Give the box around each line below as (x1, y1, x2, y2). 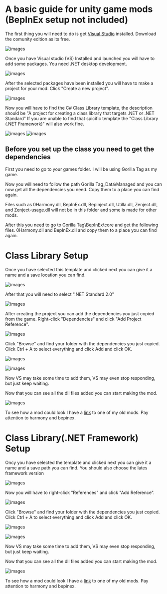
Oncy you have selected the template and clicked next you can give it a (5, 459, 152, 465)
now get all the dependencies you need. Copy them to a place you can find (5, 186, 160, 192)
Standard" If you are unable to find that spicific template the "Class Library (5, 115, 159, 121)
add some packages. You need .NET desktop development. (5, 61, 127, 67)
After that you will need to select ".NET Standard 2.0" (5, 291, 115, 297)
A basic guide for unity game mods (5, 4, 153, 15)
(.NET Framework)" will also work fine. (5, 121, 84, 127)
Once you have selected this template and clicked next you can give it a (5, 266, 153, 272)
